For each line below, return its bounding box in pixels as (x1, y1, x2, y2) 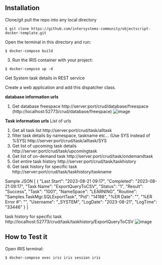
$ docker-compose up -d (5, 66, 53, 71)
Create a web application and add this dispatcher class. (5, 84, 116, 90)
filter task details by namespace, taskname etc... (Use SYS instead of (12, 132, 150, 138)
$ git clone (5, 26, 29, 31)
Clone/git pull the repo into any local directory (5, 17, 97, 22)
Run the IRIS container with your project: (12, 57, 93, 63)
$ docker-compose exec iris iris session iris (5, 255, 101, 260)
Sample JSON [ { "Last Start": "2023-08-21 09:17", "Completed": (5, 178, 134, 184)
